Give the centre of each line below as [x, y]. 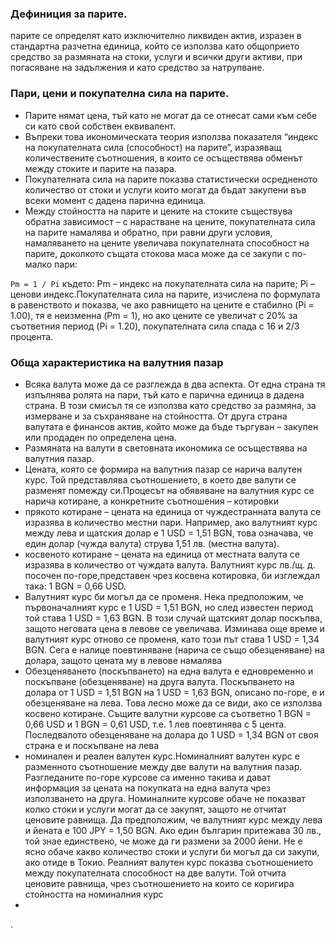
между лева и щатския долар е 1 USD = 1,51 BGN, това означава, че [169, 533]
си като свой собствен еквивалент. [100, 126]
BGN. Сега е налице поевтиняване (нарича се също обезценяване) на [174, 649]
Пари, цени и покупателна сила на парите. [120, 94]
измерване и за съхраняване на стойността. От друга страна [156, 416]
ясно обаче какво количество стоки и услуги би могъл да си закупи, [172, 851]
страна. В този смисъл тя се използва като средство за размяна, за [170, 405]
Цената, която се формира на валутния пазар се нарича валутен [163, 469]
